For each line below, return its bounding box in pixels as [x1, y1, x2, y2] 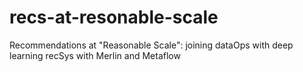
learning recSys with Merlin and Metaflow [9, 49, 181, 61]
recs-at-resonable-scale [9, 6, 219, 29]
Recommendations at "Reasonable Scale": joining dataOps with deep [9, 39, 294, 51]
